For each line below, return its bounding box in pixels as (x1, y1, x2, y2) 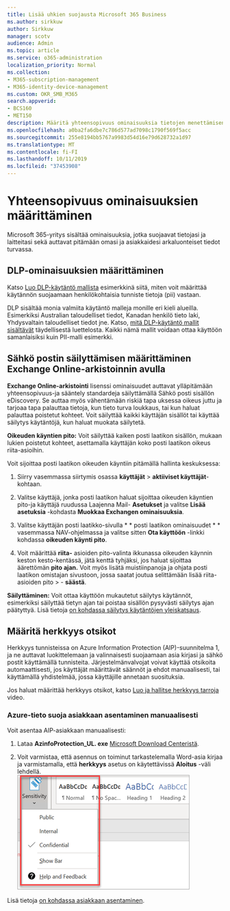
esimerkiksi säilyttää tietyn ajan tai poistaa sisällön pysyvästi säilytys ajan (7, 598, 214, 607)
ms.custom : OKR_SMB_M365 (7, 90, 78, 97)
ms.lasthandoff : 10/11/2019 (7, 156, 88, 162)
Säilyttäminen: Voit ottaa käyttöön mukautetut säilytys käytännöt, (7, 591, 193, 599)
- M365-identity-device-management (7, 83, 109, 90)
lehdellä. (16, 767, 42, 775)
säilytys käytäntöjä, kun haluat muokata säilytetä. (7, 418, 146, 426)
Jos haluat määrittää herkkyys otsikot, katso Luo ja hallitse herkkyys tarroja (7, 686, 219, 694)
